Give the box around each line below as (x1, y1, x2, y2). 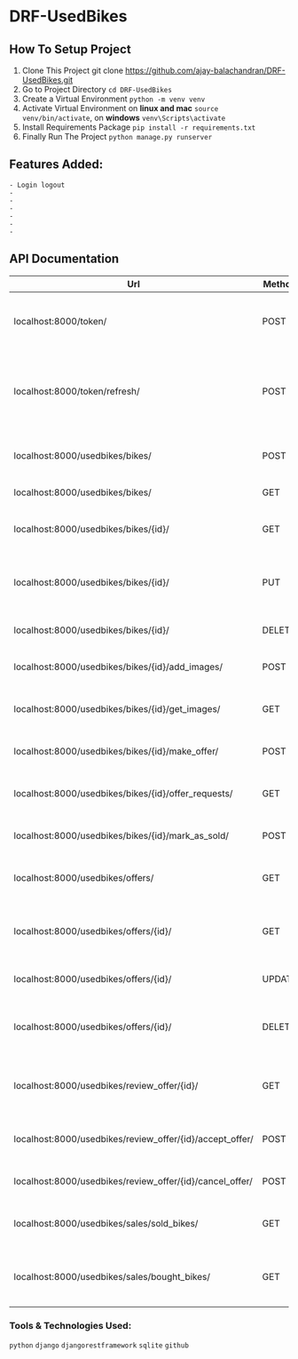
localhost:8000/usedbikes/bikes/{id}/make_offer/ (13, 745, 219, 757)
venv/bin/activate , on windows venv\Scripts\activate (21, 113, 226, 123)
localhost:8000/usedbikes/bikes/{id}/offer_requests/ (13, 787, 233, 799)
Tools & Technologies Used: (9, 1319, 132, 1331)
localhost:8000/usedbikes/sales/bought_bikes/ (13, 1270, 211, 1283)
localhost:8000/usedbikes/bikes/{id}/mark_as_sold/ (13, 829, 229, 842)
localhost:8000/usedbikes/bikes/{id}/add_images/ (13, 660, 223, 673)
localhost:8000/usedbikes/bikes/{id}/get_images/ (13, 702, 221, 715)
